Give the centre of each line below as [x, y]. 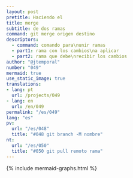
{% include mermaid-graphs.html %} [52, 168]
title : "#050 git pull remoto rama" [57, 151]
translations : [24, 85]
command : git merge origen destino [51, 34]
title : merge [22, 23]
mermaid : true [24, 73]
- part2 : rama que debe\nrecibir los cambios [69, 56]
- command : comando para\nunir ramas [59, 46]
